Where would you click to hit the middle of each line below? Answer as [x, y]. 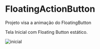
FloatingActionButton [50, 9]
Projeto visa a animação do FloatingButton [48, 23]
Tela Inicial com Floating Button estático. [47, 32]
